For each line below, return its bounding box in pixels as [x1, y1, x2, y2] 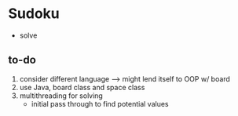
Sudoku [8, 5, 60, 23]
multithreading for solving [19, 91, 104, 100]
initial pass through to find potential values [31, 99, 169, 108]
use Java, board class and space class [19, 82, 145, 92]
